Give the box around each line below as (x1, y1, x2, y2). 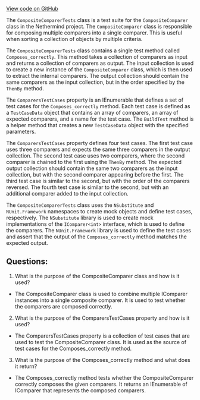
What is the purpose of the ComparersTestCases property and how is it (14, 314, 190, 322)
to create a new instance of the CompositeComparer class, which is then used (6, 66, 192, 73)
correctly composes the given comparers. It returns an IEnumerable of (14, 380, 187, 388)
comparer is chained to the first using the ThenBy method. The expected (6, 159, 182, 165)
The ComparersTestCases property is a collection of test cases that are (14, 332, 190, 339)
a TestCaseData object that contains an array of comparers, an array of (6, 109, 179, 116)
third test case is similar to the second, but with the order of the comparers (6, 178, 190, 184)
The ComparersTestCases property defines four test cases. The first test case (6, 140, 193, 146)
